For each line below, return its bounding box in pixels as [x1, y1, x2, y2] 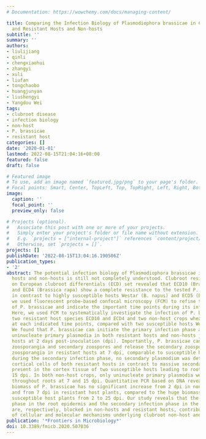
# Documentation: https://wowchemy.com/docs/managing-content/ [6, 9, 172, 15]
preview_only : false [12, 208, 64, 214]
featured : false [6, 157, 48, 163]
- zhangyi [6, 66, 32, 72]
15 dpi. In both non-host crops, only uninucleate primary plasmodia [12, 372, 193, 378]
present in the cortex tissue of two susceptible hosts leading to [12, 367, 188, 373]
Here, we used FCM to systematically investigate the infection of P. [12, 310, 196, 316]
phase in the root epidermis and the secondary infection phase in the [12, 400, 199, 407]
